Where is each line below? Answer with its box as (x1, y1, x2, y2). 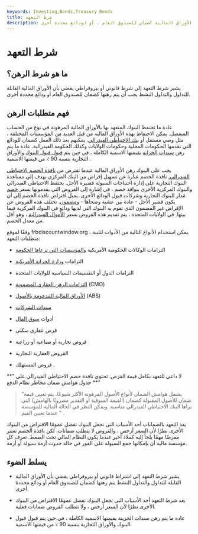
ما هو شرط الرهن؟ (7, 69, 69, 79)
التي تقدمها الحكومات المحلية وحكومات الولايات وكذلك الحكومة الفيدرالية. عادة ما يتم (7, 143, 191, 150)
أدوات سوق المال (15, 315, 54, 322)
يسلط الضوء (7, 457, 47, 467)
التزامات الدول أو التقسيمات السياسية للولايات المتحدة (15, 269, 134, 276)
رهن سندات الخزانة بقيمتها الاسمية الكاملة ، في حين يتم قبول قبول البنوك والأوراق (7, 149, 185, 156)
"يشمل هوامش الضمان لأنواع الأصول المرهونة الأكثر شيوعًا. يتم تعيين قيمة (21, 391, 183, 398)
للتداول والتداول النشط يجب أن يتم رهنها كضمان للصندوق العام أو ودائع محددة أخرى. (7, 91, 191, 98)
